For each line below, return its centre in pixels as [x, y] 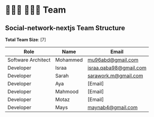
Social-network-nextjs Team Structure [65, 28]
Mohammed [69, 60]
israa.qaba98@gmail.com [117, 68]
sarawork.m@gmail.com [115, 76]
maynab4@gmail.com [112, 107]
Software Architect [29, 60]
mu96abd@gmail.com [113, 60]
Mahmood [67, 91]
